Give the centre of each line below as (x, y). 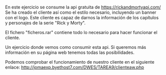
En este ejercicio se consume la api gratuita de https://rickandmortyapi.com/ (83, 7)
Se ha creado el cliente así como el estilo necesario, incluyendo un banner (81, 12)
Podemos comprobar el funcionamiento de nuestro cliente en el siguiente (80, 62)
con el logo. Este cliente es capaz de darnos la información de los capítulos (82, 18)
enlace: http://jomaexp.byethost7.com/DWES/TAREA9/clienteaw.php (75, 67)
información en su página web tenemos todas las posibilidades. (70, 52)
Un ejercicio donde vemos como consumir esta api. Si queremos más (76, 47)
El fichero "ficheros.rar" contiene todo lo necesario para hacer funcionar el (81, 32)
